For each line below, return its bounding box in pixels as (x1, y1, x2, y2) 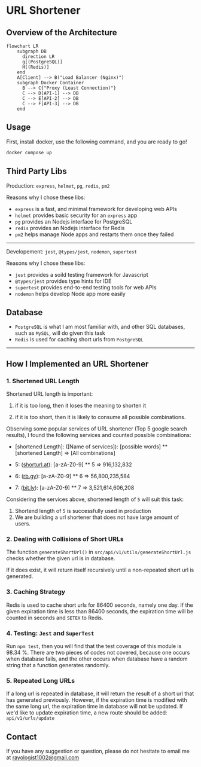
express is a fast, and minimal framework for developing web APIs (14, 205, 178, 212)
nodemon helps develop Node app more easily (14, 290, 126, 297)
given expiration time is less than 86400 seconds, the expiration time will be (6, 607, 194, 615)
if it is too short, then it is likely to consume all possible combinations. (14, 414, 186, 420)
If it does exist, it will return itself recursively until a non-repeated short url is (6, 566, 194, 574)
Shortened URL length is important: (6, 390, 93, 398)
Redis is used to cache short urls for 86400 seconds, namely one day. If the (6, 601, 193, 609)
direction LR (22, 54, 55, 60)
